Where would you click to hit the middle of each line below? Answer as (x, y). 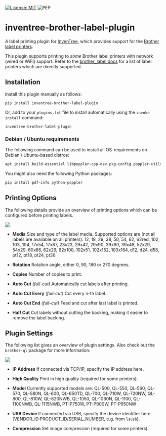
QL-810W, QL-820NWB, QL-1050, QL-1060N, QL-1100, (78, 399)
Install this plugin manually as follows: (44, 94)
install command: (24, 117)
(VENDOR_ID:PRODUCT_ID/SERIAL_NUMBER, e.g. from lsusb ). (76, 419)
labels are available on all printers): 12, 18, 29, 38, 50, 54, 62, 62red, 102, (86, 239)
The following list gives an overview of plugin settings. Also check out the (80, 345)
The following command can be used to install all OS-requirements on (76, 150)
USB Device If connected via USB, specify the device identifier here (81, 414)
